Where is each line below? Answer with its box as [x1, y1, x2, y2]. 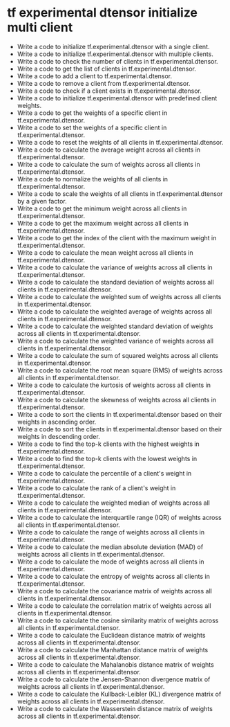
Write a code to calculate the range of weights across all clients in [17, 528, 205, 536]
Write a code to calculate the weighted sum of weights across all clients [17, 292, 222, 300]
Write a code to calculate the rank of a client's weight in [17, 483, 176, 492]
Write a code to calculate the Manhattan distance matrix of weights [17, 645, 209, 654]
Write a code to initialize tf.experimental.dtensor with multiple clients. [17, 50, 214, 58]
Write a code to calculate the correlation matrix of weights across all [17, 601, 212, 610]
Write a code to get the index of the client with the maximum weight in [17, 233, 217, 242]
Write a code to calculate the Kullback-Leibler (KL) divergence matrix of [17, 690, 222, 698]
